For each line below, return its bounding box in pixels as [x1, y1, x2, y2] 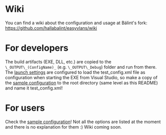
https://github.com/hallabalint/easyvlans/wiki [5, 25, 98, 31]
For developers [5, 43, 68, 54]
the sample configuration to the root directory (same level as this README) [5, 80, 158, 86]
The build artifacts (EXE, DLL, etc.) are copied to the [5, 58, 111, 65]
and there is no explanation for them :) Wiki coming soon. [5, 124, 122, 130]
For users [5, 102, 45, 114]
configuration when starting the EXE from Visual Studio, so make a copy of [5, 74, 158, 80]
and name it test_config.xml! [5, 85, 63, 91]
